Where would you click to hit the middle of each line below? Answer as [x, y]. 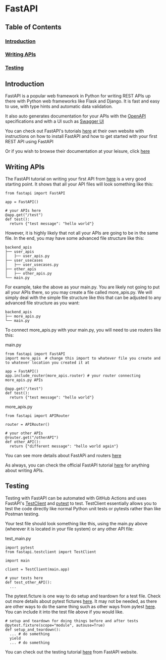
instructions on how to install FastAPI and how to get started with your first [81, 136]
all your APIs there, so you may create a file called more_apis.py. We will [79, 292]
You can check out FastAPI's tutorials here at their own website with [75, 131]
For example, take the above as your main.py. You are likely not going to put [83, 287]
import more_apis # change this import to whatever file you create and [83, 358]
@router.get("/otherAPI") [32, 437]
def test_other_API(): [28, 582]
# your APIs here [23, 210]
